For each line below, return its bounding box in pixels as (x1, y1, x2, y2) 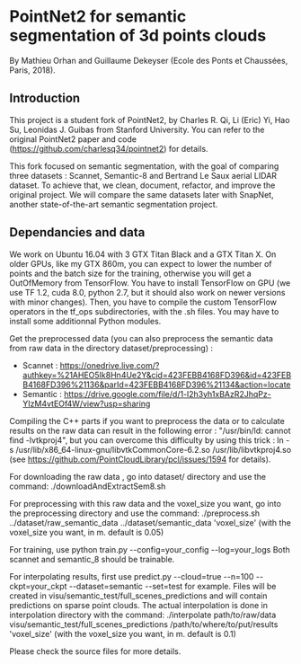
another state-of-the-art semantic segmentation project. (9, 199, 218, 209)
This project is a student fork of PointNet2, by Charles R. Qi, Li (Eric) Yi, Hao (9, 114, 290, 125)
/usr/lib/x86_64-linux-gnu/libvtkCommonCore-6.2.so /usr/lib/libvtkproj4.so (15, 444, 292, 455)
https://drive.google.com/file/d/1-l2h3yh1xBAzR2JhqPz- (64, 388, 271, 399)
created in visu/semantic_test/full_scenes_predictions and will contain (9, 590, 268, 601)
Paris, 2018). (9, 65, 56, 75)
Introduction (9, 91, 81, 106)
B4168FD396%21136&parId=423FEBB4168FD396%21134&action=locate (22, 379, 291, 390)
